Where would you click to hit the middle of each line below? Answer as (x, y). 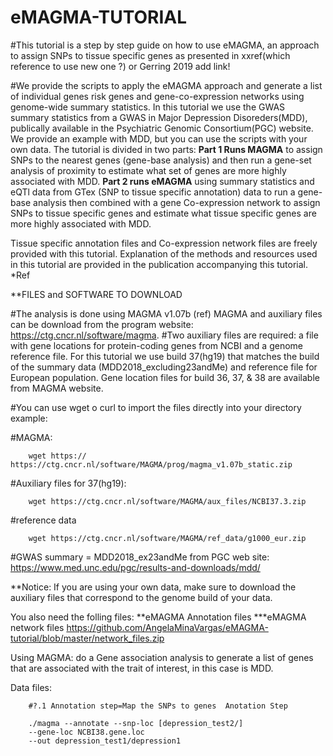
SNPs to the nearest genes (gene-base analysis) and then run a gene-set (161, 160)
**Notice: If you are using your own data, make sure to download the (153, 587)
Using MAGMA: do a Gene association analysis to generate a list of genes (162, 657)
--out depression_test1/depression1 (105, 741)
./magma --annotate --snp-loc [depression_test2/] (136, 723)
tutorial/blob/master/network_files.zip (87, 638)
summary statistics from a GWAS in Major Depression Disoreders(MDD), (159, 117)
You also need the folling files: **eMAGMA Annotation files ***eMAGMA (158, 617)
